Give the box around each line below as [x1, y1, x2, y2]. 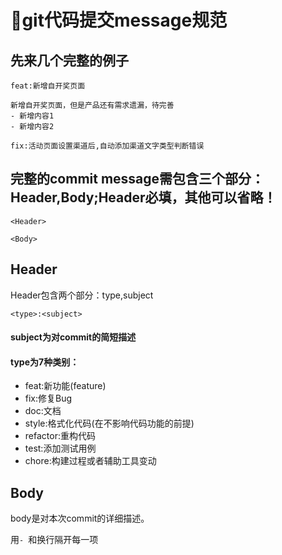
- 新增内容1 [10, 111, 55, 121]
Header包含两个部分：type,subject [10, 289, 154, 301]
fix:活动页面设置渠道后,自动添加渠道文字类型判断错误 [10, 141, 205, 151]
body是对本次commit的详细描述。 [10, 512, 150, 525]
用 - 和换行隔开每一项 [10, 534, 99, 546]
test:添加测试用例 [24, 442, 97, 455]
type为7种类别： [10, 356, 80, 368]
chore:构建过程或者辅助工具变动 [24, 455, 157, 467]
